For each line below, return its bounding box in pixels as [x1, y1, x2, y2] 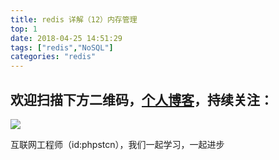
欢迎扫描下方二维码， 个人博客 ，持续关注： [10, 91, 273, 108]
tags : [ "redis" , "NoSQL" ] [10, 42, 114, 53]
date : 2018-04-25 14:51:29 [10, 33, 123, 43]
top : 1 [10, 24, 38, 34]
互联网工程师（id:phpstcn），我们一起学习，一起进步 [10, 138, 225, 150]
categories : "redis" [10, 52, 97, 62]
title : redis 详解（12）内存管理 [10, 14, 138, 25]
